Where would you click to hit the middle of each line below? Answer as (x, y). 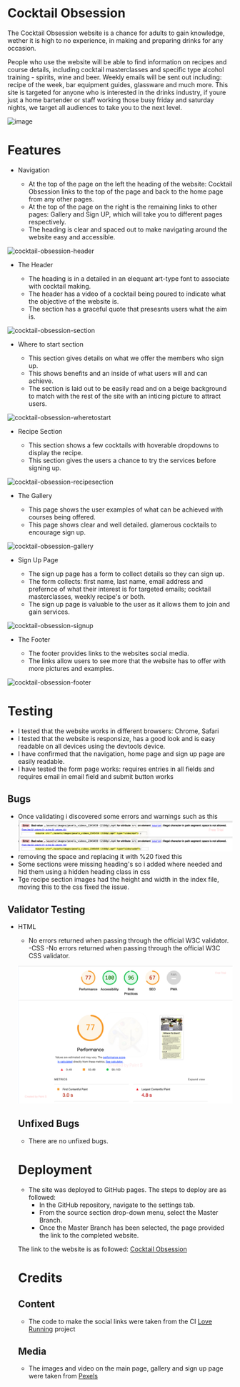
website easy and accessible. (72, 237)
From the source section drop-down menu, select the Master (129, 1212)
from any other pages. (61, 199)
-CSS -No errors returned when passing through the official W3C (124, 948)
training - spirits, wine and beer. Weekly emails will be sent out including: (115, 77)
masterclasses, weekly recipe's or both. (87, 596)
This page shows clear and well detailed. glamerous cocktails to (122, 525)
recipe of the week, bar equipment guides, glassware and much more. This (118, 84)
